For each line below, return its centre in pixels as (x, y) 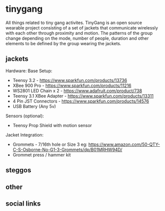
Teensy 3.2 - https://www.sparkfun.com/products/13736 (70, 80)
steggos (18, 170)
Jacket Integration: (25, 135)
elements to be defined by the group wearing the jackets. (64, 43)
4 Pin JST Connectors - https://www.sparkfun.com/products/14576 (81, 101)
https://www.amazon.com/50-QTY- (124, 144)
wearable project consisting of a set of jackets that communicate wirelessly (82, 27)
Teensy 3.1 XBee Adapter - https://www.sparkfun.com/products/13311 (83, 96)
